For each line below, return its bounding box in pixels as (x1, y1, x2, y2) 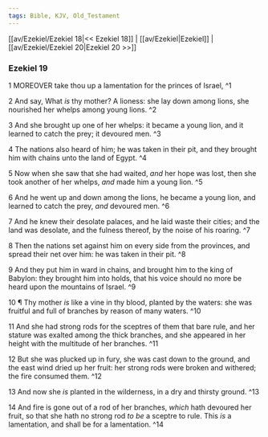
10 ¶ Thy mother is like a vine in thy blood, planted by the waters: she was (8, 297, 253, 307)
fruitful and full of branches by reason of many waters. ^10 (8, 306, 201, 316)
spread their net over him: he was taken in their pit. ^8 (8, 249, 186, 259)
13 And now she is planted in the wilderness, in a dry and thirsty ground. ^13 (8, 386, 259, 396)
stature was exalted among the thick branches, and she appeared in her (8, 330, 246, 340)
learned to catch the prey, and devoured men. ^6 (8, 201, 170, 210)
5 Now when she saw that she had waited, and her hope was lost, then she (8, 168, 257, 178)
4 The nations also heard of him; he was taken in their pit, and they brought (8, 144, 257, 153)
